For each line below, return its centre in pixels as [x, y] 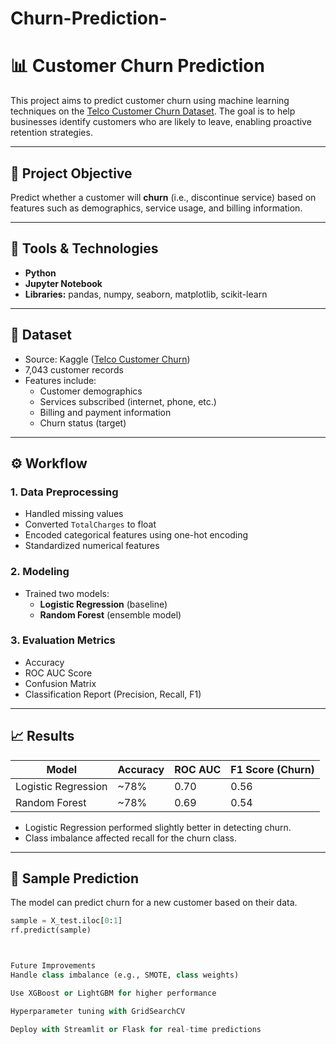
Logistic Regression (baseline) [103, 604]
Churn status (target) [83, 423]
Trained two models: [67, 593]
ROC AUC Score [58, 673]
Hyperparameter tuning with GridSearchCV [98, 1011]
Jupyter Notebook [63, 283]
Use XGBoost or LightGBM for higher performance [113, 993]
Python [40, 273]
